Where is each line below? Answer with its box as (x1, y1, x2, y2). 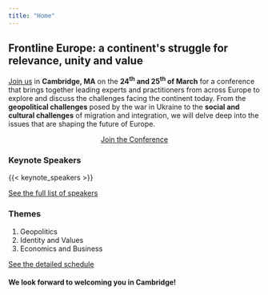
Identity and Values (19, 235, 84, 244)
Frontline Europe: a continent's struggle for (8, 42, 229, 55)
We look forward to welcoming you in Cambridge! (8, 277, 177, 287)
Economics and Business (19, 244, 103, 253)
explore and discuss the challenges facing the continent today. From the (8, 94, 246, 103)
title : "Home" (8, 11, 56, 20)
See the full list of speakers (8, 188, 98, 198)
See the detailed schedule (8, 259, 94, 269)
